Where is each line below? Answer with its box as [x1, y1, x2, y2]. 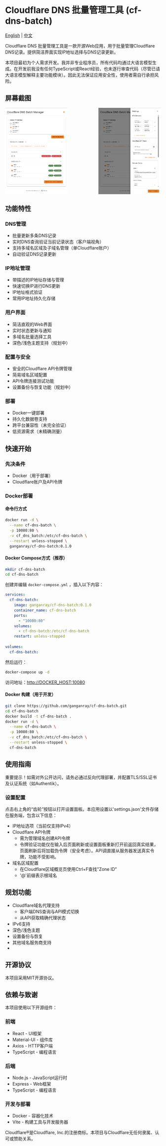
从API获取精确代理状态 [19, 914, 66, 921]
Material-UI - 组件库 [12, 1037, 53, 1043]
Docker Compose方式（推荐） [5, 555, 68, 561]
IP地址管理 [5, 265, 31, 272]
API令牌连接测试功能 [12, 378, 54, 384]
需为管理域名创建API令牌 [19, 835, 70, 841]
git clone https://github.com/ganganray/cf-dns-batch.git [5, 703, 127, 708]
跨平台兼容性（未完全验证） [12, 422, 69, 428]
